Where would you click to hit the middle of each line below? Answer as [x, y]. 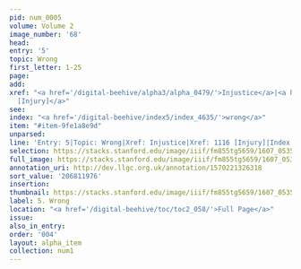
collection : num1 [42, 251]
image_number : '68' [46, 34]
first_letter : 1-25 [46, 68]
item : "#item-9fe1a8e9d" [56, 126]
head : [19, 43]
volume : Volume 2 [42, 26]
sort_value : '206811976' [56, 176]
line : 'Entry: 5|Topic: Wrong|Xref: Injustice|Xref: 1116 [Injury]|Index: [152, 143]
